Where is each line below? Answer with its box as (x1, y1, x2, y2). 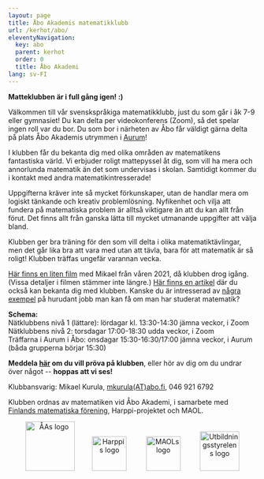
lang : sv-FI (8, 70, 47, 78)
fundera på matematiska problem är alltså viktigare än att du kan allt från (8, 204, 244, 214)
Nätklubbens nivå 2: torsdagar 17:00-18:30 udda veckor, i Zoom (8, 326, 214, 335)
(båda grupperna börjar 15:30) (8, 342, 106, 352)
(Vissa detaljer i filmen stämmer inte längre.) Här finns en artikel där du (8, 277, 238, 286)
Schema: (8, 309, 39, 319)
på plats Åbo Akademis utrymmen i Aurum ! (8, 132, 147, 142)
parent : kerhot (15, 48, 65, 56)
